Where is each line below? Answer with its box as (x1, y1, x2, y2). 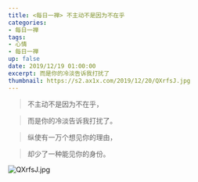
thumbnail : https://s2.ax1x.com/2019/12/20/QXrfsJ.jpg (8, 77, 191, 84)
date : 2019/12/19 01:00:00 (8, 62, 96, 70)
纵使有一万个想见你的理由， (27, 132, 117, 141)
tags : (8, 33, 26, 41)
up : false (8, 55, 41, 63)
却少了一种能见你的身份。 (27, 149, 110, 159)
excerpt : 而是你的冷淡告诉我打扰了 (8, 70, 110, 77)
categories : (8, 19, 47, 27)
